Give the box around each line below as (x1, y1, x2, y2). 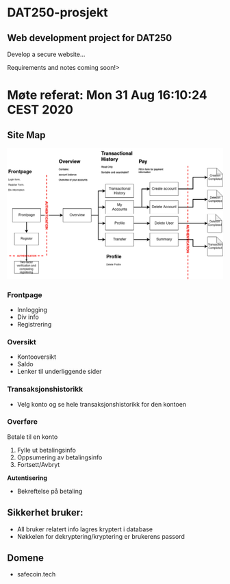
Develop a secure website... (7, 50, 86, 58)
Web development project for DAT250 (7, 32, 172, 44)
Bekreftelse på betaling (16, 487, 83, 495)
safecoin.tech (16, 570, 56, 579)
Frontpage (7, 290, 42, 299)
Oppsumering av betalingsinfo (16, 453, 103, 461)
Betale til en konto (7, 433, 58, 441)
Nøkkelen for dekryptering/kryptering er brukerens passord (16, 532, 185, 540)
